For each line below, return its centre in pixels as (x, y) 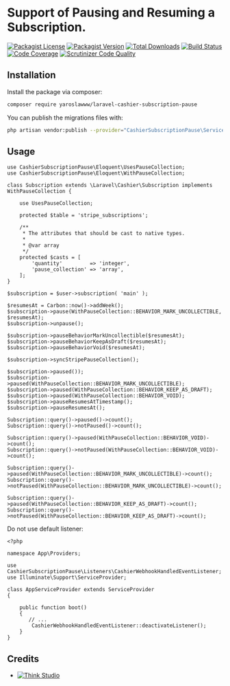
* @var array (41, 245)
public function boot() (53, 608)
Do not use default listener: (45, 529)
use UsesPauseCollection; (56, 203)
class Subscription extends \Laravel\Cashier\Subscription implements (110, 186)
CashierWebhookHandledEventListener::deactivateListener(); (119, 626)
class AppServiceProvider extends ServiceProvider (81, 590)
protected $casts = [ (50, 258)
